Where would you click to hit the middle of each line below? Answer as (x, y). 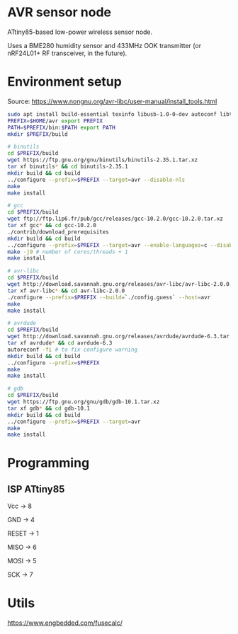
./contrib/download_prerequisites (58, 232)
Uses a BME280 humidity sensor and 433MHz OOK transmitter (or (104, 45)
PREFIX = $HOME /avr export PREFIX (55, 121)
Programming (49, 463)
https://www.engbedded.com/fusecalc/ (65, 623)
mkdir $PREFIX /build (38, 134)
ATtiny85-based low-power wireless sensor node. (80, 32)
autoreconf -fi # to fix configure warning (73, 350)
